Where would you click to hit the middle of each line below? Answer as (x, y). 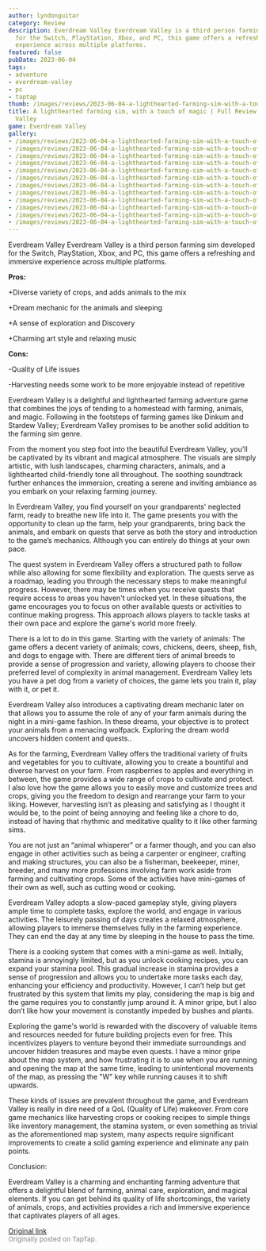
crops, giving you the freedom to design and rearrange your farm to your (127, 796)
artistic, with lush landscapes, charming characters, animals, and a (117, 466)
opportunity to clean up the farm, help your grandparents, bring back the (127, 524)
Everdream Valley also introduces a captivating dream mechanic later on (126, 705)
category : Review (37, 23)
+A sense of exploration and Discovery (72, 323)
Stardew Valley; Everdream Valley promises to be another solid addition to (129, 425)
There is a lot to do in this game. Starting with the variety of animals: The (127, 639)
